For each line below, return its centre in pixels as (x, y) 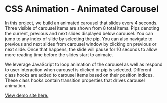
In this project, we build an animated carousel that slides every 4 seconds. (82, 23)
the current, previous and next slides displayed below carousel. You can (79, 33)
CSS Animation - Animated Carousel (82, 9)
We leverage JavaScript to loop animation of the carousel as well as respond (84, 64)
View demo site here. (27, 95)
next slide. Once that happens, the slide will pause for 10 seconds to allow (81, 49)
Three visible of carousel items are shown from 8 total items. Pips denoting (82, 28)
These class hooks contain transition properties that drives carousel (75, 80)
